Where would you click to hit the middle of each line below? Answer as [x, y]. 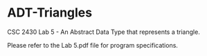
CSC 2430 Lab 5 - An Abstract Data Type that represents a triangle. [104, 32]
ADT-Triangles [49, 13]
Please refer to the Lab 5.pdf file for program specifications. [93, 45]
